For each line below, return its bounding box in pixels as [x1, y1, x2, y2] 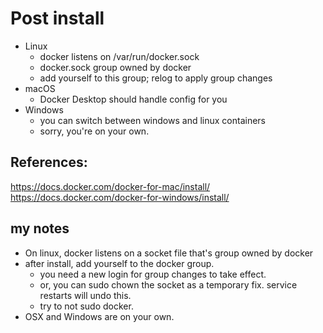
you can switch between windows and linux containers [39, 114, 266, 126]
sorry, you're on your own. [39, 125, 150, 137]
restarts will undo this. [39, 289, 132, 301]
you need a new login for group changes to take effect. [39, 268, 267, 280]
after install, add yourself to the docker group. [24, 257, 215, 269]
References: [10, 154, 88, 171]
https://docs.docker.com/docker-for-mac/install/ [10, 180, 211, 192]
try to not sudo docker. [39, 300, 134, 312]
